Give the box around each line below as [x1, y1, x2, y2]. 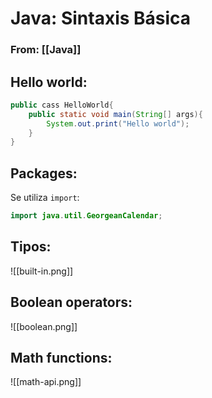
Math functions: [10, 350, 113, 366]
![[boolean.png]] [10, 320, 78, 332]
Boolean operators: [10, 294, 133, 311]
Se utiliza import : [10, 192, 80, 204]
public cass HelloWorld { [10, 100, 114, 110]
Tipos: [10, 238, 52, 256]
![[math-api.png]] [10, 376, 82, 388]
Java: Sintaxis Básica [10, 7, 192, 30]
